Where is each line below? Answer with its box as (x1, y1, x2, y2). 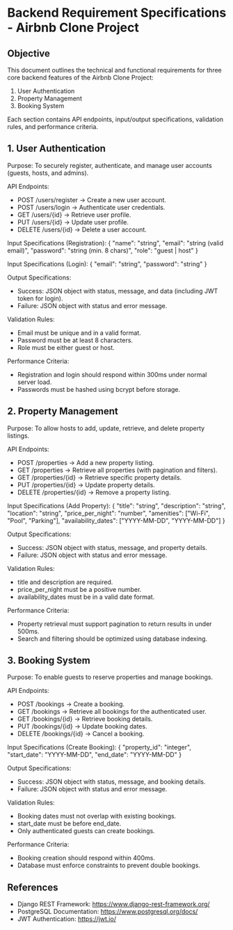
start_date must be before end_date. (17, 819, 122, 828)
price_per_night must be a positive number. (17, 585, 142, 593)
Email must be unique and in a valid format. (17, 328, 141, 337)
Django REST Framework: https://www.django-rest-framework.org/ (17, 900, 210, 908)
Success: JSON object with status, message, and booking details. (17, 777, 207, 786)
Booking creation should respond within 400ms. (17, 854, 155, 862)
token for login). (17, 294, 63, 303)
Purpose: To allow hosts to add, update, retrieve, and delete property (7, 424, 205, 432)
